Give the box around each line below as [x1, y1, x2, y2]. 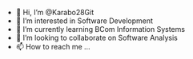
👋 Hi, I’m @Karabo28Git [15, 8, 94, 17]
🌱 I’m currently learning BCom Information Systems [15, 25, 186, 33]
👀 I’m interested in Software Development [15, 16, 154, 26]
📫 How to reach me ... [15, 42, 90, 51]
